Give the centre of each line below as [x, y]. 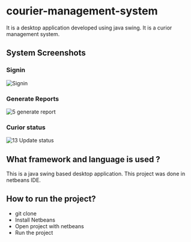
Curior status [26, 127]
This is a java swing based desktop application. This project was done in [96, 174]
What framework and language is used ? [83, 159]
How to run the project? [51, 199]
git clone [26, 213]
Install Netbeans [35, 220]
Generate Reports [32, 98]
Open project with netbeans [49, 226]
